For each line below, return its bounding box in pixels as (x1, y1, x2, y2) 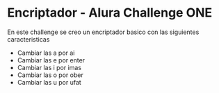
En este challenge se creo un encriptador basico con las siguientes (7, 28, 200, 36)
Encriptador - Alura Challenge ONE (7, 5, 213, 21)
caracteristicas (7, 35, 50, 43)
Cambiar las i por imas (17, 63, 82, 71)
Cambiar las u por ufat (17, 78, 81, 86)
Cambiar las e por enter (17, 56, 86, 64)
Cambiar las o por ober (17, 71, 83, 79)
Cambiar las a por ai (17, 49, 75, 57)
